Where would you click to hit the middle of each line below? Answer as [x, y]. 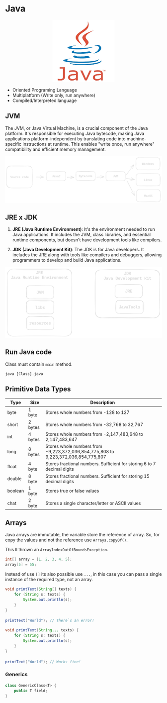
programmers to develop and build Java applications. [67, 260]
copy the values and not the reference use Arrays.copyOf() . [66, 540]
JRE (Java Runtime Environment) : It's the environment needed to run [83, 229]
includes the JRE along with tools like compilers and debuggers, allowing [87, 255]
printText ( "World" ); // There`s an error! [50, 621]
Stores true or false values [72, 491]
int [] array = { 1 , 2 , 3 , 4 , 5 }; [39, 559]
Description [103, 402]
